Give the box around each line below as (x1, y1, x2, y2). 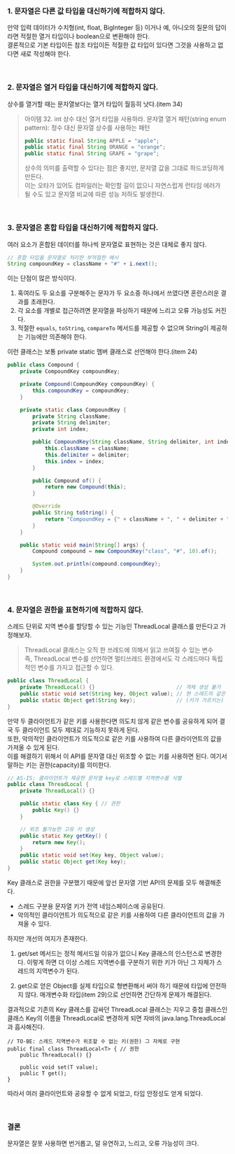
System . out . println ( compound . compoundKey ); (32, 561, 161, 568)
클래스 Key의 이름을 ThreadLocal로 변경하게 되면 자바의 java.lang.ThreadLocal (7, 1013, 226, 1022)
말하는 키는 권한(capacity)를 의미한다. (7, 761, 112, 769)
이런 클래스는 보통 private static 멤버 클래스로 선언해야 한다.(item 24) (7, 348, 198, 356)
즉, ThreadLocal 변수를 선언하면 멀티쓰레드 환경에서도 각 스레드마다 (24, 654, 211, 663)
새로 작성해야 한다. (20, 50, 71, 58)
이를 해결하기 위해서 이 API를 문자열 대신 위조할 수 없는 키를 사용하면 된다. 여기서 (7, 752, 227, 760)
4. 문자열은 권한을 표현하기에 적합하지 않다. (7, 605, 144, 614)
